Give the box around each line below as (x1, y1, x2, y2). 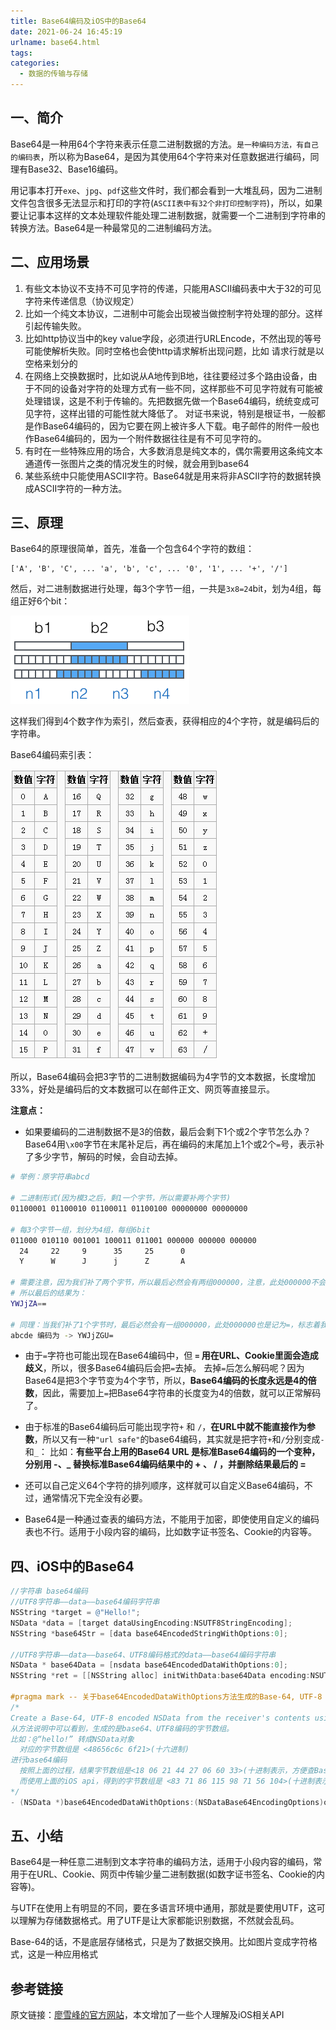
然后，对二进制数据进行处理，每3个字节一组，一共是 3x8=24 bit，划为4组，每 (10, 583, 322, 595)
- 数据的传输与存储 (19, 69, 88, 79)
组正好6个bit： (10, 595, 71, 607)
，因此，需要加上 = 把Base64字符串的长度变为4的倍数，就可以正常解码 (33, 1387, 322, 1399)
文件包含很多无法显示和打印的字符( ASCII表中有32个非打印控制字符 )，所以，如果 (10, 196, 323, 209)
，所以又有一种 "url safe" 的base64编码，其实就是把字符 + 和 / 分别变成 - (33, 1433, 325, 1445)
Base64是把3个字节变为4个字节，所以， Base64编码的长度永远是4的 (24, 1375, 308, 1387)
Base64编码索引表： (10, 749, 95, 761)
